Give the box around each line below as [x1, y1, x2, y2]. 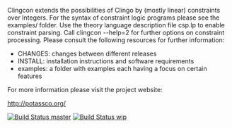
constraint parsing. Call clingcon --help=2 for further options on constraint [7, 28, 225, 37]
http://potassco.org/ [7, 99, 66, 108]
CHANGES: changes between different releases [17, 49, 157, 58]
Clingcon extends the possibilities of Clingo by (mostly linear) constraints [7, 6, 221, 14]
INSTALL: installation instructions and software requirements [17, 57, 195, 65]
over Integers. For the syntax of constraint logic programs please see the [7, 13, 220, 22]
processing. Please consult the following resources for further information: [7, 36, 225, 44]
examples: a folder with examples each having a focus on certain [17, 65, 207, 72]
